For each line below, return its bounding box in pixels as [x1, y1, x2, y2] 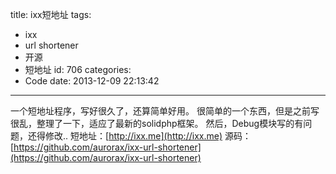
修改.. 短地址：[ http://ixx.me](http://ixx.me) [44, 130, 223, 142]
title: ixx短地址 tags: [10, 9, 92, 20]
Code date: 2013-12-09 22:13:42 [24, 75, 160, 87]
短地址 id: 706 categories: [24, 64, 132, 75]
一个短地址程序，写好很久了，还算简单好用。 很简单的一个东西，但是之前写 [10, 105, 320, 117]
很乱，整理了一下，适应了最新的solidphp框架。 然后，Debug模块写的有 [10, 118, 304, 129]
